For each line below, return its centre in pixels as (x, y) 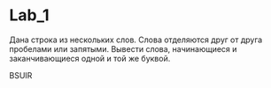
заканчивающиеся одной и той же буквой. (90, 58)
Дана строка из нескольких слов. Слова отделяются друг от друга (136, 40)
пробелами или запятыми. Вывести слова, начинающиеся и (123, 48)
